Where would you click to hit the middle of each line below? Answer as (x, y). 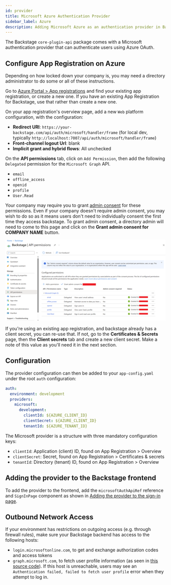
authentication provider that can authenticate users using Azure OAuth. (80, 47)
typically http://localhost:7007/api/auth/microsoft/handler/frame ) (84, 138)
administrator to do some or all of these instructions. (60, 81)
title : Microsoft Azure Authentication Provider (58, 16)
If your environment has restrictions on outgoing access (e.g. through (78, 529)
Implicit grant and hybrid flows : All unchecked (62, 149)
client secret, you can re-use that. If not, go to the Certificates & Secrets (82, 334)
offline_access (29, 180)
